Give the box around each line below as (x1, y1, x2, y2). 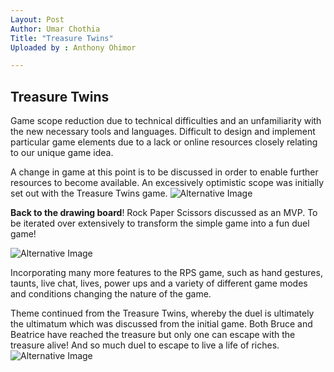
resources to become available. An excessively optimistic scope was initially (10, 177, 325, 189)
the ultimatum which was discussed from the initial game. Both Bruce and (10, 318, 313, 330)
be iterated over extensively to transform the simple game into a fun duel (10, 217, 310, 230)
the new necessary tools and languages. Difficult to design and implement (10, 126, 316, 138)
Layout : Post (10, 14, 65, 25)
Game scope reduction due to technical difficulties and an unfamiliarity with (10, 115, 322, 127)
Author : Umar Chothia (10, 24, 101, 34)
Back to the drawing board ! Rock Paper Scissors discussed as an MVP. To (10, 207, 318, 219)
